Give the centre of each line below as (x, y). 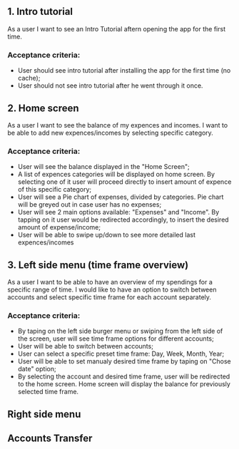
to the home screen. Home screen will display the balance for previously (124, 384)
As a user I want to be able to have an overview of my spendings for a (110, 282)
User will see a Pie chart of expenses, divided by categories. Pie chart (121, 197)
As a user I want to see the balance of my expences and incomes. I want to (118, 125)
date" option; (37, 369)
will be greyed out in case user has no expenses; (90, 205)
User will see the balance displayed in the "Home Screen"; (104, 167)
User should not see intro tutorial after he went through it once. (110, 86)
